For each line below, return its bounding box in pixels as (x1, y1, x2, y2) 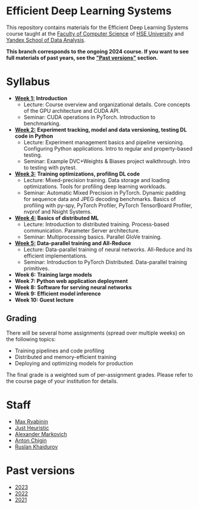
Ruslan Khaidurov (14, 443, 58, 450)
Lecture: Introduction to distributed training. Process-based (23, 221, 169, 228)
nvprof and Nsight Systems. (23, 208, 92, 215)
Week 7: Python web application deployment (14, 277, 128, 284)
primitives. (23, 265, 49, 272)
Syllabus (6, 75, 50, 88)
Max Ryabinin (14, 418, 49, 425)
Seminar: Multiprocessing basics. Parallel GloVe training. (23, 233, 162, 240)
